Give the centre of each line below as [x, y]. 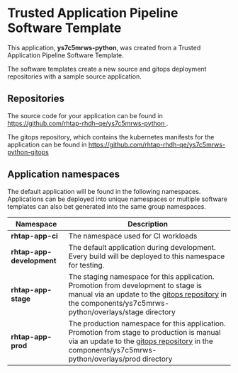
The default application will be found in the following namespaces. [104, 191]
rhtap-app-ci [34, 236]
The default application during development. [142, 247]
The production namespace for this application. [147, 323]
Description [148, 224]
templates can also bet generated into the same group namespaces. [107, 206]
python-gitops [28, 152]
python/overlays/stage [106, 311]
